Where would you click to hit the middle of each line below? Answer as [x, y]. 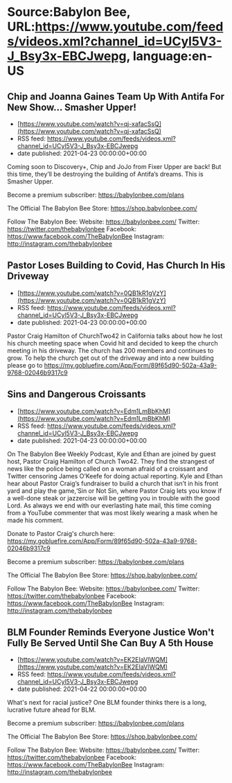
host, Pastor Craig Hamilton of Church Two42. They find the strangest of [111, 461]
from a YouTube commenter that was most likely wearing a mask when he [113, 512]
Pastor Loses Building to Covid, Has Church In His [116, 265]
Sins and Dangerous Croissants [77, 394]
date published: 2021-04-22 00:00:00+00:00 [82, 689]
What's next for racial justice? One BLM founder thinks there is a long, [107, 703]
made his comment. [35, 520]
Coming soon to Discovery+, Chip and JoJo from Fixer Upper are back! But [114, 166]
